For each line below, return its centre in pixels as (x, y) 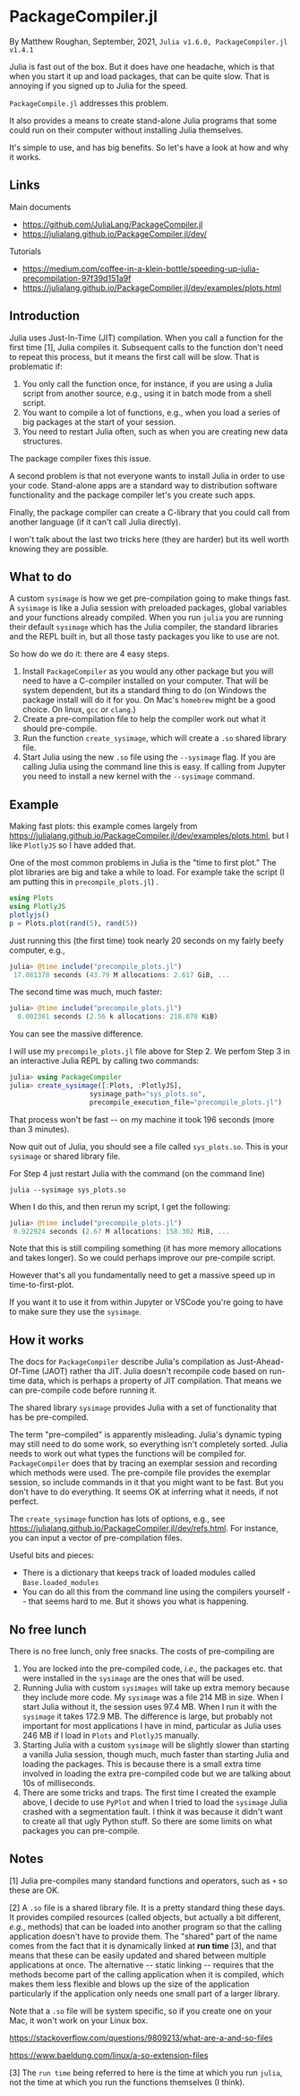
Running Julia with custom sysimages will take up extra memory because (156, 1688)
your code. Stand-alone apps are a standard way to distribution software (143, 485)
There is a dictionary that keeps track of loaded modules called (139, 1572)
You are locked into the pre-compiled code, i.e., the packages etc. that (152, 1669)
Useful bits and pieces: (51, 1555)
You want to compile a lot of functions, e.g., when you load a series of (151, 412)
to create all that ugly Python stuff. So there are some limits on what (147, 1821)
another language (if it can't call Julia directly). (95, 522)
